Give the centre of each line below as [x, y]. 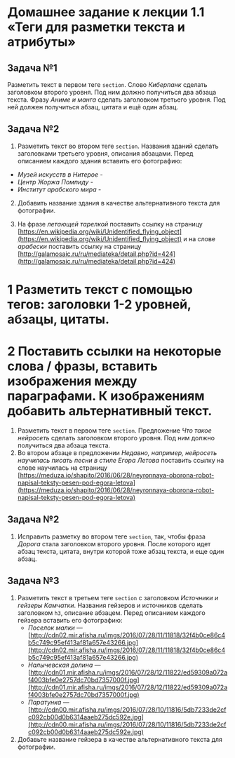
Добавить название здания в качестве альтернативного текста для [119, 203]
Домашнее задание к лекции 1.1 [106, 12]
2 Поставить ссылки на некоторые [114, 352]
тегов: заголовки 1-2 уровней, [99, 304]
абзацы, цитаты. [59, 319]
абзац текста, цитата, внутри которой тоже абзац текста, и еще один [121, 551]
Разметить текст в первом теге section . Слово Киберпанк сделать [107, 84]
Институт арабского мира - [59, 189]
